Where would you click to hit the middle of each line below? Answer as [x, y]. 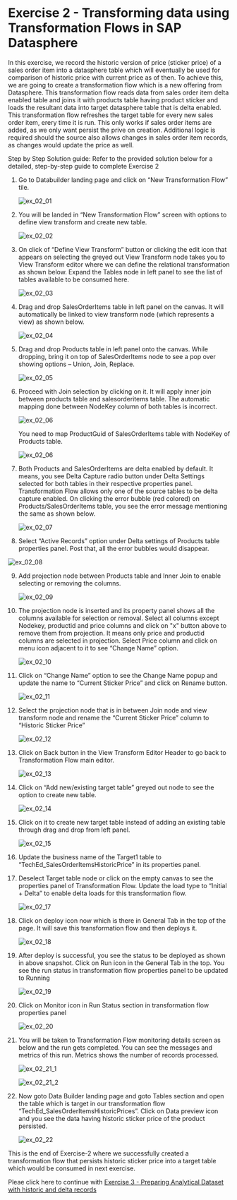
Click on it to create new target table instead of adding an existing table [122, 822]
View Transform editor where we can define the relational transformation [124, 264]
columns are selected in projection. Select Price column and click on [117, 641]
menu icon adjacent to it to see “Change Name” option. [98, 648]
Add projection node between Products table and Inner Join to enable [120, 576]
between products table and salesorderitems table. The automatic [114, 399]
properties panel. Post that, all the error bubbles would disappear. [114, 548]
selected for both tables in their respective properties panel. [105, 483]
